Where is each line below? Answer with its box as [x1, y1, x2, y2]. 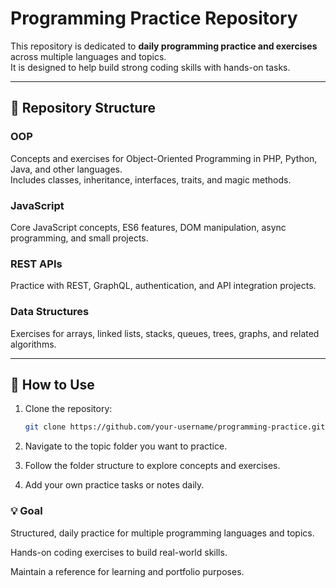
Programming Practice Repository [10, 7, 298, 30]
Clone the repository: [24, 403, 113, 415]
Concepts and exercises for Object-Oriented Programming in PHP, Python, [10, 152, 318, 164]
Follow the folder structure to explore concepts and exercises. [24, 460, 281, 472]
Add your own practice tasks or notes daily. [24, 479, 205, 491]
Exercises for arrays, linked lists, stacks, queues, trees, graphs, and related [10, 327, 320, 339]
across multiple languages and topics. [10, 50, 167, 62]
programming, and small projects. [10, 232, 149, 244]
